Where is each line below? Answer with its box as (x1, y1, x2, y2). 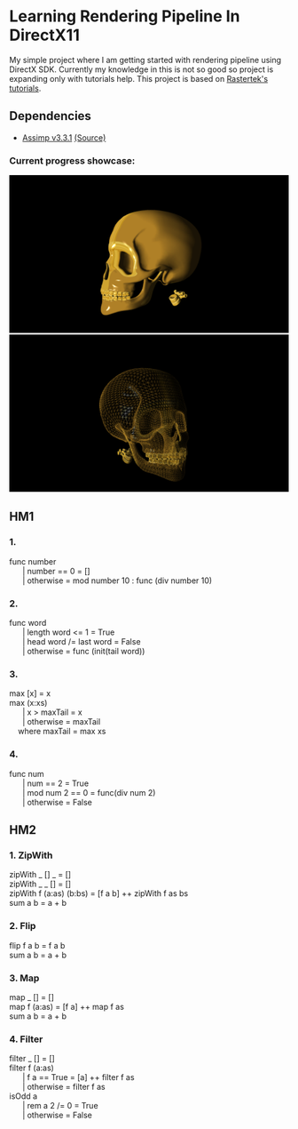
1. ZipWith (9, 849, 53, 861)
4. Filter (9, 1033, 43, 1045)
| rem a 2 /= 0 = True (21, 1101, 99, 1111)
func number (9, 556, 57, 566)
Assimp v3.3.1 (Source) (21, 132, 106, 143)
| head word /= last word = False (21, 637, 141, 647)
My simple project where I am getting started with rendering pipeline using (9, 54, 282, 65)
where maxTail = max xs (17, 726, 106, 737)
